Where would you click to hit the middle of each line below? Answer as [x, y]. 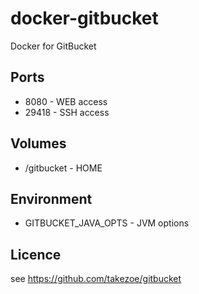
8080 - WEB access [66, 101]
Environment [51, 198]
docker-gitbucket [84, 18]
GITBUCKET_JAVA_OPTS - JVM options [107, 223]
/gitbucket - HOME [63, 168]
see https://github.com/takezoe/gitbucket [96, 279]
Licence [36, 254]
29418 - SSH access [67, 112]
